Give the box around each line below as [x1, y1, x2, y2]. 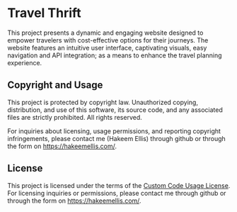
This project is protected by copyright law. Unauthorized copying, [7, 98, 198, 106]
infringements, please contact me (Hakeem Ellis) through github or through [7, 134, 226, 143]
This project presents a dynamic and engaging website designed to [7, 28, 204, 37]
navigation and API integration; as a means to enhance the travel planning [7, 51, 222, 60]
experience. [7, 58, 42, 67]
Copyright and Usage [7, 79, 103, 91]
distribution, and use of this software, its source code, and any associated [7, 105, 223, 114]
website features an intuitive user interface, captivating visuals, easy [7, 43, 207, 52]
